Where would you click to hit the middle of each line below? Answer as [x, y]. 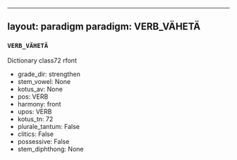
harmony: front [39, 104]
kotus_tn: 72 [35, 119]
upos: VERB [35, 111]
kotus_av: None [40, 89]
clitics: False [36, 134]
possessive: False [43, 141]
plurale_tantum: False [48, 126]
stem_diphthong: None [50, 149]
